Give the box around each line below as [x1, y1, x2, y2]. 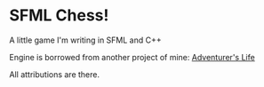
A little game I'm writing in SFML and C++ [9, 35, 162, 45]
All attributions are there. [9, 68, 100, 80]
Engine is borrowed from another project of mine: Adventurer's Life [9, 51, 255, 62]
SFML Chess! [9, 5, 109, 26]
